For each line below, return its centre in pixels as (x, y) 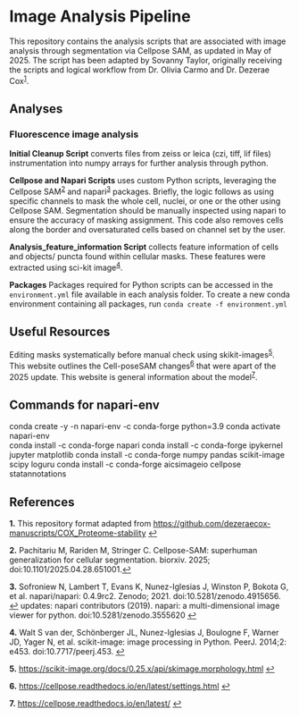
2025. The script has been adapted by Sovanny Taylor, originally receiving (146, 60)
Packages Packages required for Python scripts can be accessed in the (141, 284)
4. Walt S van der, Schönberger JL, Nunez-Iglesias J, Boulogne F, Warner (144, 633)
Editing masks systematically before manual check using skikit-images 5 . (142, 354)
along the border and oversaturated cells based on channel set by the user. (147, 229)
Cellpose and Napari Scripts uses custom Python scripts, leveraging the (143, 181)
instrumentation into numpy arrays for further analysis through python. (139, 164)
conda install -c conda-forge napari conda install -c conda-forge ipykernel (146, 445)
